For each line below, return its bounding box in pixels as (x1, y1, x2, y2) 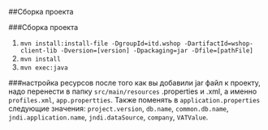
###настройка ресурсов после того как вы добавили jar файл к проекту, (8, 78, 262, 87)
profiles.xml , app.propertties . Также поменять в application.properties (8, 95, 261, 104)
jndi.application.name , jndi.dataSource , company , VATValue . (8, 112, 209, 122)
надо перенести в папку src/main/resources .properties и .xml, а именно (8, 86, 257, 96)
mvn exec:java (19, 64, 68, 72)
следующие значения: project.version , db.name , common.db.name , (8, 104, 229, 113)
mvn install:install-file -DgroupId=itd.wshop (19, 40, 181, 48)
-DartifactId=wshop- (184, 40, 253, 48)
